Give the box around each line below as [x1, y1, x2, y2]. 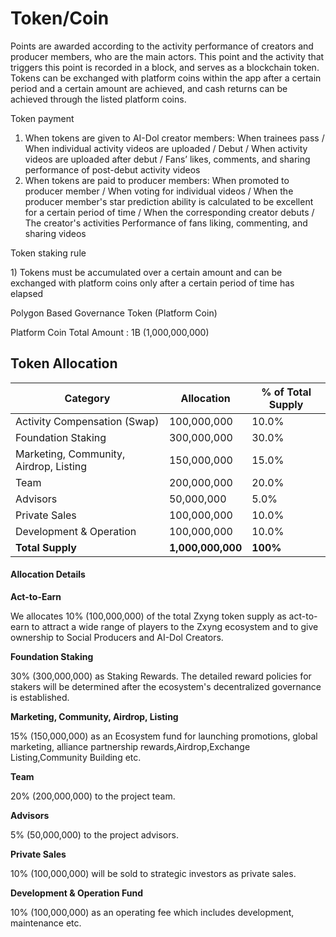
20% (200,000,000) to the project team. [10, 790, 176, 802]
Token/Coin [10, 7, 110, 30]
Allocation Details [10, 568, 86, 581]
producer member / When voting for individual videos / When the [24, 185, 294, 197]
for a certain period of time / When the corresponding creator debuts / [24, 206, 315, 218]
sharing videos [24, 227, 87, 239]
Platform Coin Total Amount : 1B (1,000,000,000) [10, 326, 210, 338]
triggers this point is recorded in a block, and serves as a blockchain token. [10, 61, 320, 73]
